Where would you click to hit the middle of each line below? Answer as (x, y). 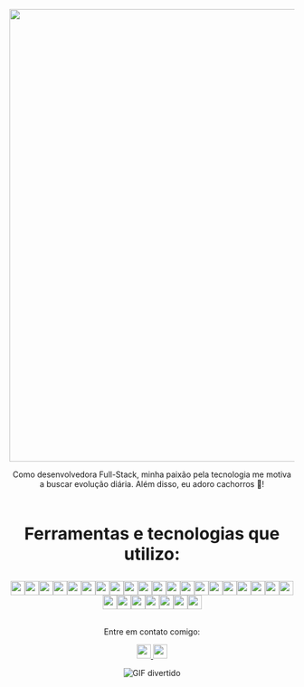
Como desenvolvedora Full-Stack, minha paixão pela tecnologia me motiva (152, 474)
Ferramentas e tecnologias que (152, 534)
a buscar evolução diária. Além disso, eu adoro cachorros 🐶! (152, 484)
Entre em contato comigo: (152, 632)
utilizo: (152, 554)
